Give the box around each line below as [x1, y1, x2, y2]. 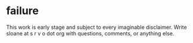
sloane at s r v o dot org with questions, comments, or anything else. [6, 29, 175, 37]
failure [6, 4, 39, 18]
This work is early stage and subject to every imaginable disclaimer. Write [6, 24, 187, 31]
